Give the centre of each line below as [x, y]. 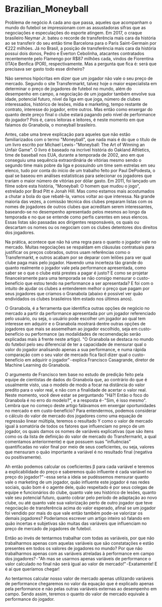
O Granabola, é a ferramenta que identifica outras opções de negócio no [77, 308]
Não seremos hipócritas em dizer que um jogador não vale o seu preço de [79, 78]
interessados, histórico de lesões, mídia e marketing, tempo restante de [76, 104]
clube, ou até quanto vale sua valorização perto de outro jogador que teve [79, 502]
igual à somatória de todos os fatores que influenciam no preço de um [75, 426]
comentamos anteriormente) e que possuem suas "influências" [68, 442]
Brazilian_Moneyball [47, 9]
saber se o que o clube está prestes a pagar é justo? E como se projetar [77, 273]
